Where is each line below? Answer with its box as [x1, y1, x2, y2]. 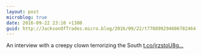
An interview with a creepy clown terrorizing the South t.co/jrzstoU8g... [6, 42, 184, 49]
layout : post [6, 8, 39, 15]
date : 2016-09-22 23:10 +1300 [6, 20, 83, 26]
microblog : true [6, 14, 47, 20]
